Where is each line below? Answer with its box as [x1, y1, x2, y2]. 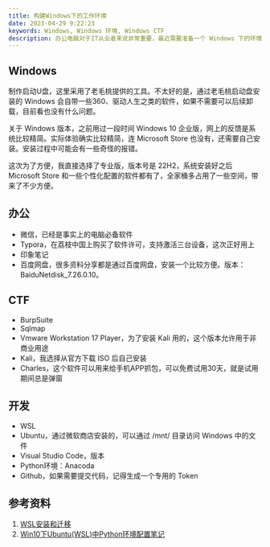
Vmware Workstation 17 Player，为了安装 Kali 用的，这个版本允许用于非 [19, 333, 257, 343]
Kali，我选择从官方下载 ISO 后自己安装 [19, 353, 147, 363]
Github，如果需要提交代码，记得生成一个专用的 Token [19, 471, 198, 480]
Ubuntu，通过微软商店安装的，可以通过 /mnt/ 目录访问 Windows [19, 430, 233, 440]
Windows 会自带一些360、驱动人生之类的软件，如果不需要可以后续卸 [23, 97, 254, 106]
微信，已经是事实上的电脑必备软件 [19, 229, 133, 239]
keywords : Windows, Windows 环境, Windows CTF [8, 27, 165, 35]
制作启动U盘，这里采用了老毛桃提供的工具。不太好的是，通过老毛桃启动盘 [8, 86, 253, 97]
